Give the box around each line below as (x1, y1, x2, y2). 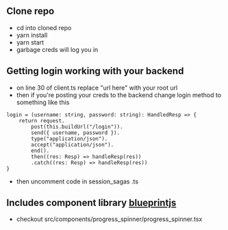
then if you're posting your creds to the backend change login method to (16, 90, 222, 99)
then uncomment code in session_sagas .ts (16, 177, 138, 186)
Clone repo (6, 5, 55, 17)
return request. (18, 117, 66, 124)
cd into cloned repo (16, 23, 72, 31)
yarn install (16, 31, 48, 39)
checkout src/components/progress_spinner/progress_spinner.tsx (16, 215, 203, 223)
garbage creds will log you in (16, 45, 99, 53)
